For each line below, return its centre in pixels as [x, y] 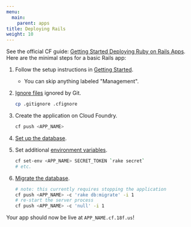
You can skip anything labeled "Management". [81, 82]
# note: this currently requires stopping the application [91, 189]
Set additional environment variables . [61, 150]
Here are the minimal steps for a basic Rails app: [66, 58]
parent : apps [33, 23]
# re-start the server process [54, 200]
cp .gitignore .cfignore [46, 104]
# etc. [23, 167]
